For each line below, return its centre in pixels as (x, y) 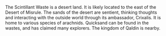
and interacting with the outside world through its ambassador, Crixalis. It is (83, 18)
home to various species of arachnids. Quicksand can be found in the (77, 23)
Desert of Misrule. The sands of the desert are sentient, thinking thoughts (81, 12)
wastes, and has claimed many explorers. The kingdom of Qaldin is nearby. (83, 28)
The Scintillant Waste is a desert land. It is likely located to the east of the (81, 7)
